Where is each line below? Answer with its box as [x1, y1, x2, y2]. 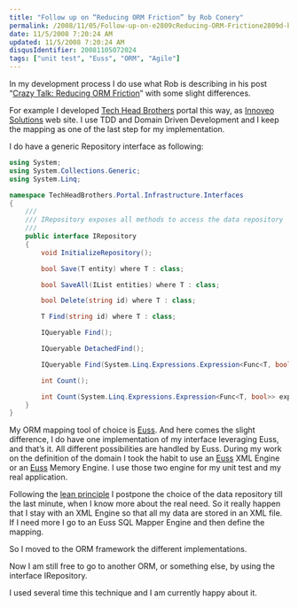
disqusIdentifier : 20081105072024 [9, 46, 137, 55]
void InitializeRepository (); [41, 248, 153, 257]
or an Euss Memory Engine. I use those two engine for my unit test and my [9, 463, 282, 473]
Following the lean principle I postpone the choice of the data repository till [9, 489, 283, 500]
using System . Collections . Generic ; [9, 166, 141, 175]
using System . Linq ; [9, 175, 82, 183]
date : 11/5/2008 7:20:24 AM [9, 29, 114, 38]
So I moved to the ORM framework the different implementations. [9, 544, 247, 555]
